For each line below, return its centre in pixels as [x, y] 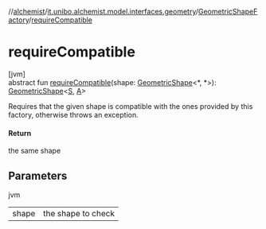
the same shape [35, 151]
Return [20, 133]
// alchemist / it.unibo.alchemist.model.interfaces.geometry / [104, 12]
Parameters [38, 175]
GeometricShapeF [228, 12]
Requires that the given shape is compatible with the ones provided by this [131, 106]
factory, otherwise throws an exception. [73, 114]
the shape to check [79, 213]
